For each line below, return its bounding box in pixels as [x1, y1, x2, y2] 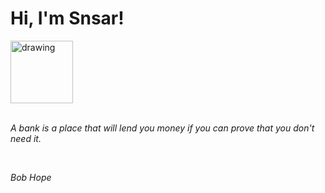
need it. [10, 132, 42, 144]
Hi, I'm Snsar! [10, 7, 125, 30]
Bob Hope [10, 171, 52, 183]
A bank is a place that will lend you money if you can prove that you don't [10, 122, 315, 134]
